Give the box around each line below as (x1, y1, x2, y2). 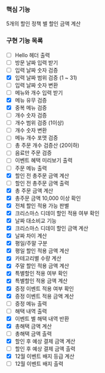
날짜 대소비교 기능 (14, 217, 57, 224)
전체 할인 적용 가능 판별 (14, 202, 70, 209)
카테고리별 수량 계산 (14, 255, 61, 262)
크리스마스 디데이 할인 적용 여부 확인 (14, 209, 100, 217)
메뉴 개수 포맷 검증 (14, 134, 58, 142)
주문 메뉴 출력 (14, 164, 47, 172)
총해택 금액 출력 (14, 330, 52, 337)
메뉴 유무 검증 (14, 96, 47, 103)
